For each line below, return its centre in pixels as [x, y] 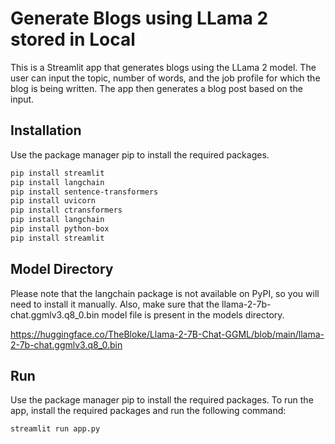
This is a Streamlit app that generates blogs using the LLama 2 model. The [163, 67]
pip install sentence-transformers [84, 192]
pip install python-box [60, 229]
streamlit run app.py [55, 429]
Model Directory [62, 269]
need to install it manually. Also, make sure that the [115, 304]
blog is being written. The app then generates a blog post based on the [156, 88]
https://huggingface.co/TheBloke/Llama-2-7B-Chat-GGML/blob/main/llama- [167, 334]
